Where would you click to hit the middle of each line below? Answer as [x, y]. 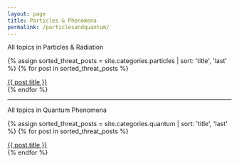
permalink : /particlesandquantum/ [59, 27]
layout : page [27, 14]
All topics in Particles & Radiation [55, 47]
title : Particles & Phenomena [52, 21]
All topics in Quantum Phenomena [57, 110]
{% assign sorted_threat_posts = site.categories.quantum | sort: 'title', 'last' [117, 124]
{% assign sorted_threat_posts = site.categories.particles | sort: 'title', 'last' [117, 61]
